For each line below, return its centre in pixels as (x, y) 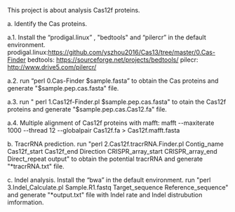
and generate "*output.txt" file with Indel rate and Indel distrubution (105, 195)
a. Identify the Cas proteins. (47, 24)
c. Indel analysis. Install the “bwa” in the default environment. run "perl (109, 180)
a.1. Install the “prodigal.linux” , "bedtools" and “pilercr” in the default (107, 37)
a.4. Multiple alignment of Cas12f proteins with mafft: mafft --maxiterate (111, 123)
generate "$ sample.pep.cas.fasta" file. (63, 88)
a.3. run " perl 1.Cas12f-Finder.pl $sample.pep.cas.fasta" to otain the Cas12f (117, 102)
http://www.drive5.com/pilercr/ (52, 67)
